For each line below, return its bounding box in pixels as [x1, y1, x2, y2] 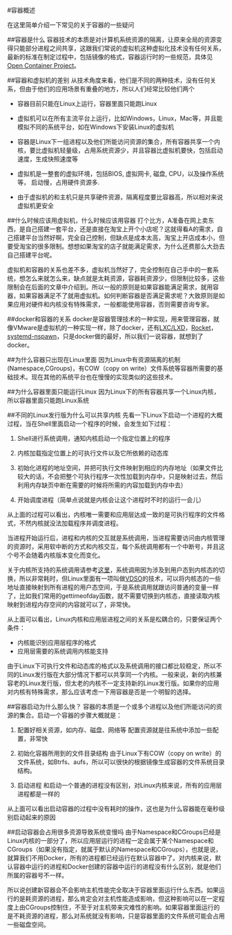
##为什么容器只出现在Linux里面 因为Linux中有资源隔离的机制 [7, 356, 181, 363]
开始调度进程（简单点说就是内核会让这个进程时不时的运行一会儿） [17, 496, 205, 504]
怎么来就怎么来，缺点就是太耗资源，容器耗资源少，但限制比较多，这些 [25, 274, 225, 282]
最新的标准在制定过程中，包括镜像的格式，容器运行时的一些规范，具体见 [7, 53, 213, 61]
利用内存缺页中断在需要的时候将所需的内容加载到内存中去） [17, 481, 187, 489]
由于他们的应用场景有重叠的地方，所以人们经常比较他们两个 [25, 85, 195, 93]
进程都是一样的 [17, 790, 60, 798]
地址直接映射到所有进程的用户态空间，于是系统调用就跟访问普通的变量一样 [7, 583, 219, 591]
